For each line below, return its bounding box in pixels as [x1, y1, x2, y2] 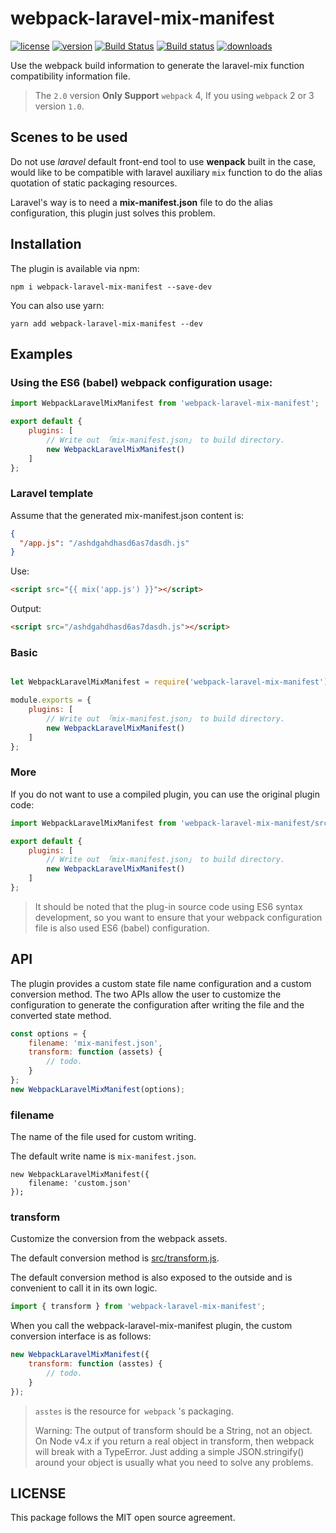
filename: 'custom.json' [28, 1178, 132, 1189]
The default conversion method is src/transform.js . [10, 1252, 220, 1264]
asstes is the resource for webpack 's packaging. [34, 1405, 234, 1417]
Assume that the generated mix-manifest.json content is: [10, 509, 245, 521]
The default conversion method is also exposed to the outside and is [10, 1272, 293, 1284]
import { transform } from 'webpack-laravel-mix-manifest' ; [10, 1302, 267, 1312]
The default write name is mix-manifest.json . [10, 1150, 197, 1162]
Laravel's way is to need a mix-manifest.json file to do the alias [10, 196, 273, 208]
